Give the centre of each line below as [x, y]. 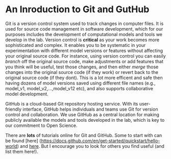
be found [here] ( [23, 141]
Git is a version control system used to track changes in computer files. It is [84, 23]
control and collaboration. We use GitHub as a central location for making [82, 114]
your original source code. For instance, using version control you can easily [86, 56]
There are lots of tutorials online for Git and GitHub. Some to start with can [84, 135]
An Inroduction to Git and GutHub [77, 9]
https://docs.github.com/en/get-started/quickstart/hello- [100, 141]
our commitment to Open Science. [41, 125]
